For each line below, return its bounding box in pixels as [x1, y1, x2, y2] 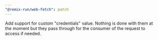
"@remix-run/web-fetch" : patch [5, 7, 69, 12]
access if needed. [5, 30, 42, 36]
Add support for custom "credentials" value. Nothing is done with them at [5, 20, 153, 26]
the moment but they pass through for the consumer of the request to [5, 25, 146, 31]
